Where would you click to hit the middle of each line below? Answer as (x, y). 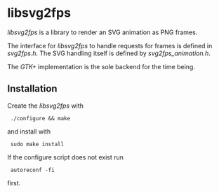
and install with (29, 131)
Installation (32, 89)
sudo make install (37, 144)
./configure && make (40, 118)
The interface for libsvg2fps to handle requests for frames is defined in (110, 45)
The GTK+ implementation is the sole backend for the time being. (101, 66)
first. (14, 183)
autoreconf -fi (32, 170)
